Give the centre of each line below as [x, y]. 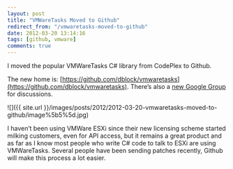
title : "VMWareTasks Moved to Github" [63, 20]
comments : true [29, 46]
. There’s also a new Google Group [176, 87]
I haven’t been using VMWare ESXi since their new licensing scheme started [117, 128]
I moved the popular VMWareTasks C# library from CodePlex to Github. [110, 66]
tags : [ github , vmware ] [42, 40]
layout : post [26, 14]
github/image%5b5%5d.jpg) [48, 115]
